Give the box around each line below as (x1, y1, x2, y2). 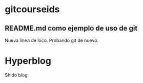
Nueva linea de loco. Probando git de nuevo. (5, 37, 99, 43)
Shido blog (5, 72, 28, 78)
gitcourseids (5, 4, 60, 15)
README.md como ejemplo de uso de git (5, 24, 138, 33)
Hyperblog (5, 55, 52, 67)
